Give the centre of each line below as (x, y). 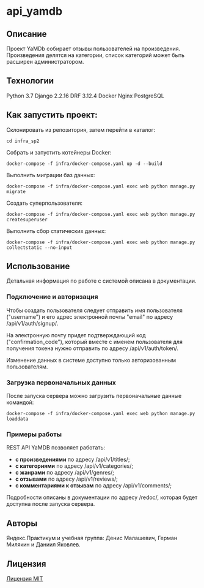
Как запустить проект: (52, 115)
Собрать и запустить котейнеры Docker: (59, 152)
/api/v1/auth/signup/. (32, 323)
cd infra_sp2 (23, 141)
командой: (20, 402)
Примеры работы (34, 434)
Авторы (22, 523)
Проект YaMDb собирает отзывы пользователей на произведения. (93, 48)
